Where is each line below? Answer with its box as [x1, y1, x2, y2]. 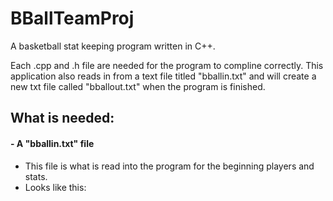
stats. [24, 170, 48, 182]
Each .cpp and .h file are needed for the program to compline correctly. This [10, 59, 324, 71]
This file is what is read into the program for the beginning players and [24, 160, 315, 172]
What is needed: [10, 110, 115, 127]
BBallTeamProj [10, 7, 135, 30]
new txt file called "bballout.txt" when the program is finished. [10, 80, 266, 92]
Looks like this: [24, 181, 87, 193]
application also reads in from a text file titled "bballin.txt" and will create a [10, 70, 317, 82]
